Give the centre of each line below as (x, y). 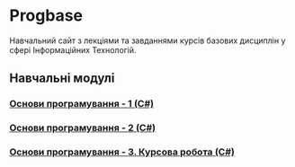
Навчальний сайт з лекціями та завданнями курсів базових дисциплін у (147, 40)
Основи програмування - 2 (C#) (82, 128)
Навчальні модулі (62, 79)
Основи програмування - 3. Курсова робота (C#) (122, 152)
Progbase (46, 16)
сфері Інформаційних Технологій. (73, 49)
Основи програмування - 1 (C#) (82, 104)
